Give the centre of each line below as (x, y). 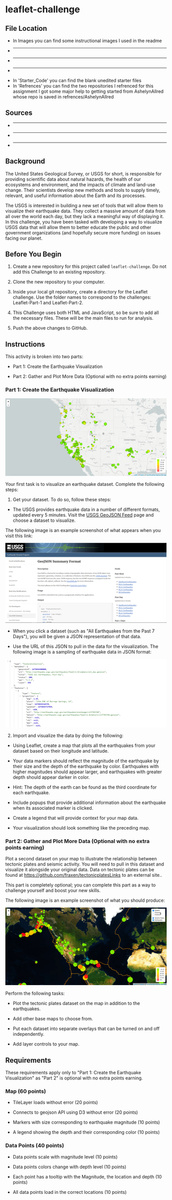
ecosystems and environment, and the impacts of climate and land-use (80, 184)
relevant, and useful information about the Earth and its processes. (76, 195)
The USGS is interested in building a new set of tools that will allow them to (84, 205)
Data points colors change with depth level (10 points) (69, 1167)
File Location (26, 28)
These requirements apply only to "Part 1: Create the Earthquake (73, 1073)
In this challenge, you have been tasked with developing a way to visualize (84, 222)
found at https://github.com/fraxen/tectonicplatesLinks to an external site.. (84, 875)
